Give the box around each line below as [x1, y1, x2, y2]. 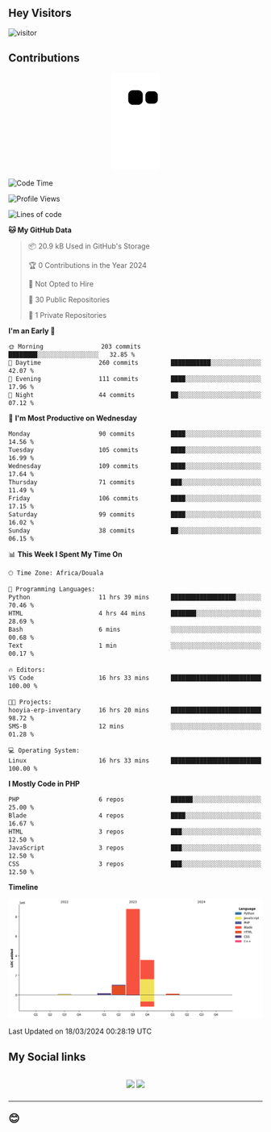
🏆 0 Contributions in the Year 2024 [27, 260, 148, 269]
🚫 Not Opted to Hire [27, 278, 94, 289]
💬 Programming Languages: [8, 585, 95, 593]
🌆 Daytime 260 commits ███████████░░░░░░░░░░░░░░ [8, 358, 262, 366]
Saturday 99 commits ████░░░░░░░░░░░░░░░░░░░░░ [8, 510, 262, 519]
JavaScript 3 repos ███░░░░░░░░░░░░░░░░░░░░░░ [8, 843, 262, 852]
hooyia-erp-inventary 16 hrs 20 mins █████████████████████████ [8, 706, 262, 714]
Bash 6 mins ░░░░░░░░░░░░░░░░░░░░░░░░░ [8, 625, 262, 633]
